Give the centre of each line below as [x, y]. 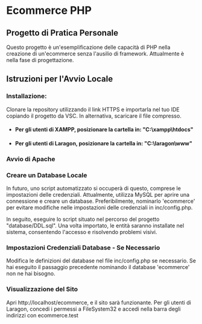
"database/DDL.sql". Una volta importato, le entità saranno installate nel [95, 226]
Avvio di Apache [31, 159]
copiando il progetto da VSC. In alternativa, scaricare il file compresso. [94, 116]
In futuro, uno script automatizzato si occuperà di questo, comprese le [93, 188]
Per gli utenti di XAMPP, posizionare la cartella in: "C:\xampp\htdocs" [104, 130]
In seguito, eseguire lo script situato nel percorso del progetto [83, 219]
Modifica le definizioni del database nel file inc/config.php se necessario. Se [101, 261]
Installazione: [27, 96]
